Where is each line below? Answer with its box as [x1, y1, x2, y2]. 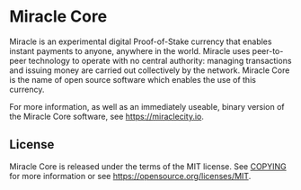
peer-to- [252, 45, 284, 56]
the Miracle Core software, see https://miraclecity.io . [9, 111, 205, 122]
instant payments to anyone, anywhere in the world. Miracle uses [9, 45, 251, 56]
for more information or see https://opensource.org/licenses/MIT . [9, 170, 252, 181]
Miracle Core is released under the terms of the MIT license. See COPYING [9, 160, 288, 172]
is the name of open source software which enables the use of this [9, 74, 256, 85]
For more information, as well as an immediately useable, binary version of [9, 101, 285, 112]
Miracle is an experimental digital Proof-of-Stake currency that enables [9, 36, 272, 47]
